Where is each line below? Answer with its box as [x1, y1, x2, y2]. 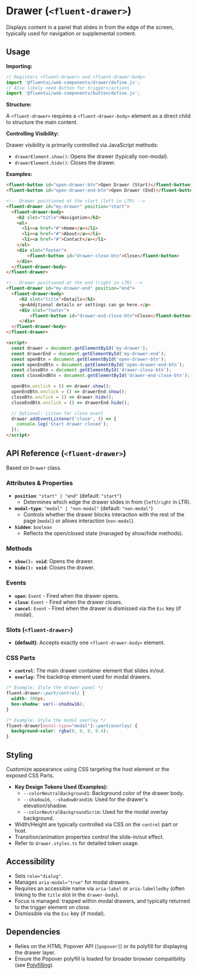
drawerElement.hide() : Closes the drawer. [14, 159, 116, 166]
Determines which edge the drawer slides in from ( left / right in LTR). [23, 499, 191, 506]
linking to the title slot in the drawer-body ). [14, 891, 120, 898]
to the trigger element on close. [14, 903, 91, 910]
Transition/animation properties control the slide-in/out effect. [14, 833, 164, 840]
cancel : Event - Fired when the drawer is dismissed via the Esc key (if [14, 605, 181, 612]
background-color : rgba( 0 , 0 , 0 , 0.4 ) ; [11, 728, 109, 734]
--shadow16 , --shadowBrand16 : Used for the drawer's [23, 796, 148, 803]
